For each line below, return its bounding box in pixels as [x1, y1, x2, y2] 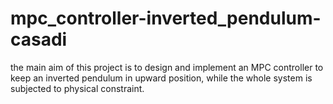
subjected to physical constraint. [10, 82, 145, 94]
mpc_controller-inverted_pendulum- [10, 7, 322, 30]
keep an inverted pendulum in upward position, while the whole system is [10, 72, 313, 84]
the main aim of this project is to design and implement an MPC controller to [10, 61, 324, 73]
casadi [10, 28, 68, 51]
